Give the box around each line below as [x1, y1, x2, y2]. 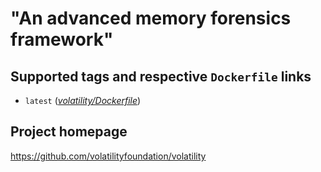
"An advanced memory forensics [10, 7, 292, 30]
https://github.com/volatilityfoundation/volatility [10, 150, 207, 162]
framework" [10, 28, 114, 51]
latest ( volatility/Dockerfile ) [24, 95, 142, 106]
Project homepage [10, 123, 128, 141]
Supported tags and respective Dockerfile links [10, 68, 312, 85]
